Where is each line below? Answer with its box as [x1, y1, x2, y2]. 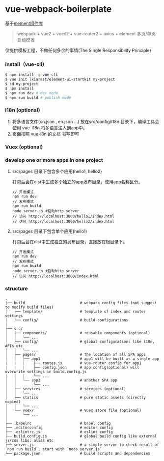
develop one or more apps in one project [5, 156, 103, 163]
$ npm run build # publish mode [5, 95, 71, 100]
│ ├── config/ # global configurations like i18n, [5, 339, 155, 345]
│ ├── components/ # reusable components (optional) [5, 331, 151, 336]
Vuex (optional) [5, 144, 43, 150]
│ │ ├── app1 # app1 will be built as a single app [5, 356, 160, 362]
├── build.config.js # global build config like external [5, 434, 157, 439]
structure [5, 285, 28, 292]
